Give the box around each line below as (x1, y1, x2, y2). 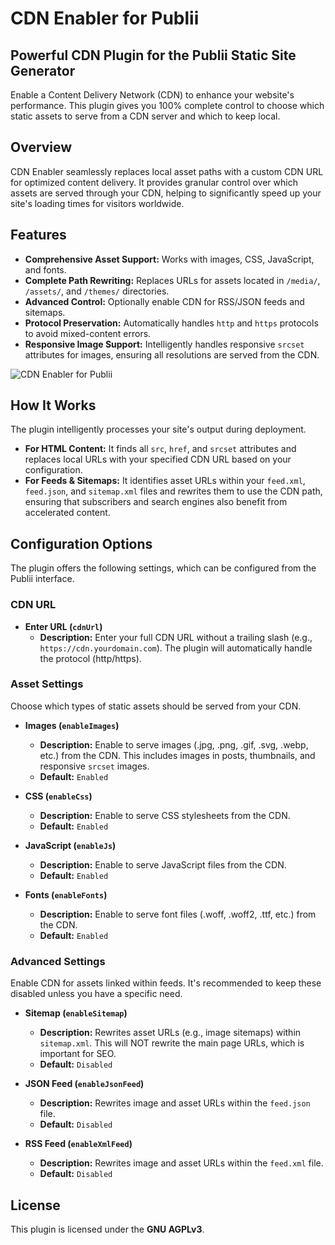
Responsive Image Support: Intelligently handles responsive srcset (24, 338, 305, 350)
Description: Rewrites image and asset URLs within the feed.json (39, 1097, 311, 1109)
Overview (10, 139, 73, 156)
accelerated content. (24, 507, 111, 519)
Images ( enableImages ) (24, 719, 120, 731)
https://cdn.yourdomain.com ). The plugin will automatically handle (39, 642, 313, 654)
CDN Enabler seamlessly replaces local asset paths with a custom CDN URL (10, 165, 324, 177)
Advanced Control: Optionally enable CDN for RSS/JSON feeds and (24, 295, 305, 307)
